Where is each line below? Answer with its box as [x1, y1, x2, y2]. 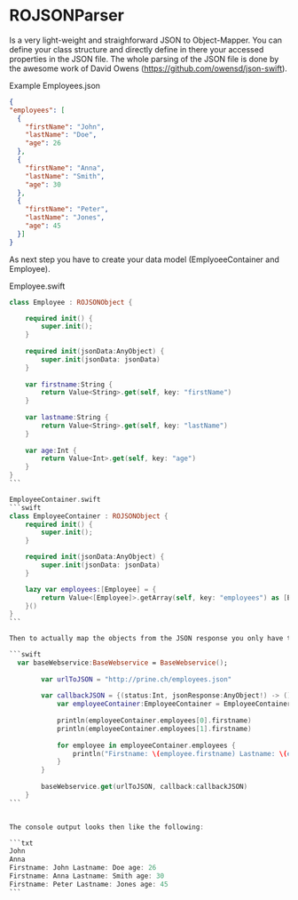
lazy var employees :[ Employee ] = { [25, 585, 157, 593]
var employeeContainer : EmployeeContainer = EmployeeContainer [56, 699, 292, 709]
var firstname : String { [25, 379, 114, 389]
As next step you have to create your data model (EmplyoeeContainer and [9, 254, 279, 265]
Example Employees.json [9, 80, 100, 91]
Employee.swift [9, 281, 66, 291]
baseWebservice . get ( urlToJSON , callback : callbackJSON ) [41, 783, 248, 792]
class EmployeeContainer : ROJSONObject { [9, 512, 169, 521]
